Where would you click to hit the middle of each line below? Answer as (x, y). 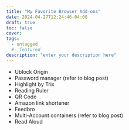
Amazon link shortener (42, 102)
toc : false (19, 28)
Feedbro (25, 109)
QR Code (26, 97)
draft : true (21, 22)
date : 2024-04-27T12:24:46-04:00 (47, 17)
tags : (13, 39)
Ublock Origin (31, 71)
